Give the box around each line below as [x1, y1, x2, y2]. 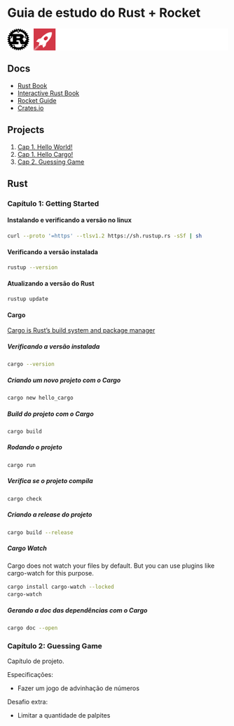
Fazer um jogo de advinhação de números [17, 684, 140, 692]
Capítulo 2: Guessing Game [7, 641, 103, 650]
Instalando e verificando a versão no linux [7, 216, 132, 225]
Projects [7, 124, 45, 136]
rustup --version [7, 264, 58, 271]
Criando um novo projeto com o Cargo [7, 376, 121, 384]
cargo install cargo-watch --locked [7, 583, 114, 591]
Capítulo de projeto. [7, 657, 64, 666]
